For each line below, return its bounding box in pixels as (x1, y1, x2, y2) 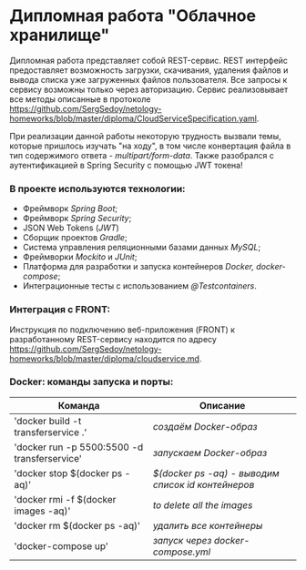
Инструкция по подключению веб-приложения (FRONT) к (9, 324, 235, 335)
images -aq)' (14, 504, 71, 517)
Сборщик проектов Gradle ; (22, 232, 127, 243)
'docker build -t (14, 414, 82, 427)
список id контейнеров (152, 478, 255, 491)
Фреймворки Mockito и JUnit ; (22, 251, 138, 262)
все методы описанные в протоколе (9, 93, 151, 105)
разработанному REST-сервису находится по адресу (9, 333, 217, 344)
